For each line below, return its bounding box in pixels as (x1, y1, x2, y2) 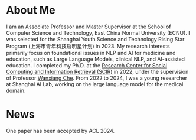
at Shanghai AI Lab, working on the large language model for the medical (6, 80, 184, 87)
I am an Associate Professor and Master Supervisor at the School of (6, 23, 171, 30)
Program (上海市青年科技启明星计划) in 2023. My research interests (6, 43, 170, 50)
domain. (6, 87, 26, 94)
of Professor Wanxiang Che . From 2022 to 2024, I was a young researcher (6, 74, 188, 82)
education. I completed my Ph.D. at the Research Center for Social (6, 61, 167, 69)
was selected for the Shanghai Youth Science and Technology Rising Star (6, 35, 185, 43)
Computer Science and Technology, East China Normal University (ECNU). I (6, 29, 190, 36)
